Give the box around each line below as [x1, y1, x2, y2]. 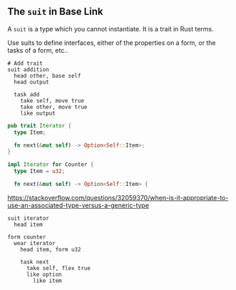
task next [20, 258, 50, 266]
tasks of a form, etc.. [7, 46, 68, 54]
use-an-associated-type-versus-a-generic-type [7, 201, 150, 209]
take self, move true [20, 97, 84, 104]
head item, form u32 [20, 246, 81, 253]
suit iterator [7, 214, 50, 222]
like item [33, 277, 62, 284]
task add [14, 90, 40, 98]
